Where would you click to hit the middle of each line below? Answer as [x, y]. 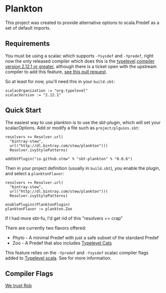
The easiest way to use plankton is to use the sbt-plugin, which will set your [83, 122]
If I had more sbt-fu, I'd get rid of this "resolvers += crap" [64, 218]
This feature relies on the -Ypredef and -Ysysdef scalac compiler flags [77, 252]
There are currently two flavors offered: [46, 228]
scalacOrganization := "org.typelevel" [47, 91]
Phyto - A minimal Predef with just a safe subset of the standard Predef [85, 237]
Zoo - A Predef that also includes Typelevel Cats [62, 243]
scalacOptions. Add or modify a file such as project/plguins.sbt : [72, 128]
